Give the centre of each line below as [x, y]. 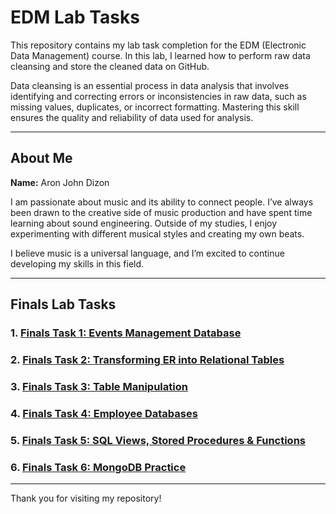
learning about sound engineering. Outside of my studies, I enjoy [144, 223]
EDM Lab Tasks [75, 17]
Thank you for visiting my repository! [86, 498]
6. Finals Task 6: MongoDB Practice [98, 467]
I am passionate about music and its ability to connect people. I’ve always [162, 202]
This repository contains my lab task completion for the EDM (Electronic [158, 45]
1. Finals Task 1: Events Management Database [126, 333]
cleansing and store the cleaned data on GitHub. [110, 66]
